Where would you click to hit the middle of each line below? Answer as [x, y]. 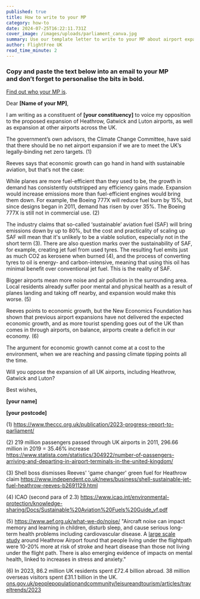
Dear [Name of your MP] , [37, 103]
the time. [17, 361]
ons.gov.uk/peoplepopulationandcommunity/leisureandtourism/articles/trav [99, 584]
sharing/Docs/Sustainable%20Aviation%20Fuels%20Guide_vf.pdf [87, 510]
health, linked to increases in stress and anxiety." [66, 559]
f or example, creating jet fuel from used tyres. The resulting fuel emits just [97, 250]
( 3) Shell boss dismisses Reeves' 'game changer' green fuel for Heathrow [96, 473]
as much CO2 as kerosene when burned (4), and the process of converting [98, 256]
